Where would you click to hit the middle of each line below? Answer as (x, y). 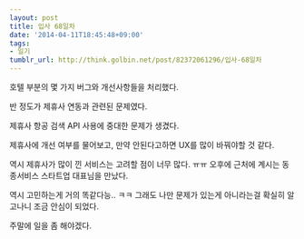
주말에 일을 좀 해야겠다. (51, 225)
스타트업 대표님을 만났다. (84, 175)
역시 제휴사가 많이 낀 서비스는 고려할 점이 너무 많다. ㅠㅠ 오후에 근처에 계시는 (145, 164)
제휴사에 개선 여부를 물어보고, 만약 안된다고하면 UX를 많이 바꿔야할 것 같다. (142, 145)
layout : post (34, 18)
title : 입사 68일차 (42, 26)
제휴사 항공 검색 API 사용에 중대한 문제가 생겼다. (94, 125)
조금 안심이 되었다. (66, 206)
